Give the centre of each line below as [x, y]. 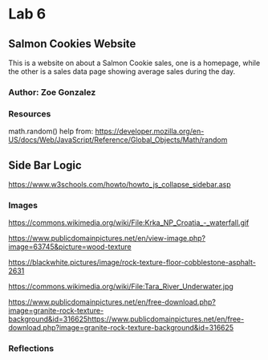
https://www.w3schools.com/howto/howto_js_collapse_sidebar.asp [120, 185]
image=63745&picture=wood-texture [70, 247]
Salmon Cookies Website [72, 44]
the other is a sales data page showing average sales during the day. [122, 72]
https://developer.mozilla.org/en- [150, 131]
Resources [30, 113]
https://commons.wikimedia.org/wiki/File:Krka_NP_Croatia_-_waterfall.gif [129, 223]
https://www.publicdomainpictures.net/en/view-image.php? [107, 239]
